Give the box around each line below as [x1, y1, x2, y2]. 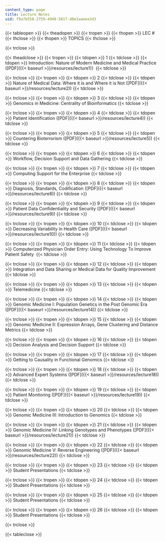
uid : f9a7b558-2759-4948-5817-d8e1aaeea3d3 [5, 16, 97, 21]
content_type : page [5, 7, 46, 12]
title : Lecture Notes [5, 12, 50, 17]
